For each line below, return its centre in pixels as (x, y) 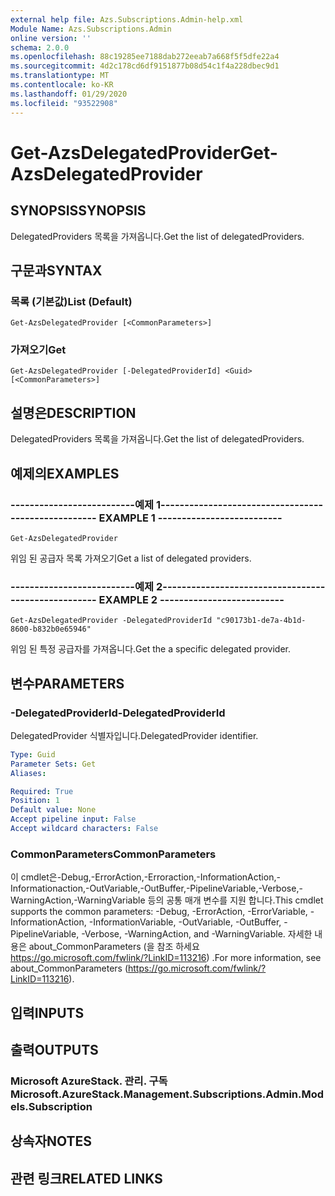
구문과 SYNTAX (56, 270)
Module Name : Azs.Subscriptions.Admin (91, 29)
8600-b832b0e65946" (51, 629)
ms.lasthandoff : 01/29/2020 (69, 94)
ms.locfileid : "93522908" (64, 103)
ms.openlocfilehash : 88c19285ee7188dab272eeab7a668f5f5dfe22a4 (145, 57)
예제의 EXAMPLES (65, 473)
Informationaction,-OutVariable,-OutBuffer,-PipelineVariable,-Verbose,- (156, 888)
